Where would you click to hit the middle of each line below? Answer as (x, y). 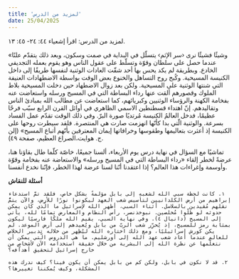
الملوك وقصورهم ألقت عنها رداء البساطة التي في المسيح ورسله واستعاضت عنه (112, 93)
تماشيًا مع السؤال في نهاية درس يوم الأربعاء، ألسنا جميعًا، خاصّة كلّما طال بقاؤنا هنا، (116, 152)
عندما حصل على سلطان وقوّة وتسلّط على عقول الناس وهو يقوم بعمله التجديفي (112, 62)
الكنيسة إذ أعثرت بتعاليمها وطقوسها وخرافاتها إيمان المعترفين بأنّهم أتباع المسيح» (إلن (120, 130)
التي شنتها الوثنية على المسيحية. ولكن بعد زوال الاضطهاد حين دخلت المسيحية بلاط (116, 85)
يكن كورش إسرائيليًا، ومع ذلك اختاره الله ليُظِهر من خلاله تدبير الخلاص (112, 231)
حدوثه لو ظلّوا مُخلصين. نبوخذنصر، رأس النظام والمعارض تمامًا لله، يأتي (115, 212)
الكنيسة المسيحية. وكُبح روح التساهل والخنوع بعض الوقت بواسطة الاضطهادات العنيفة (119, 77)
